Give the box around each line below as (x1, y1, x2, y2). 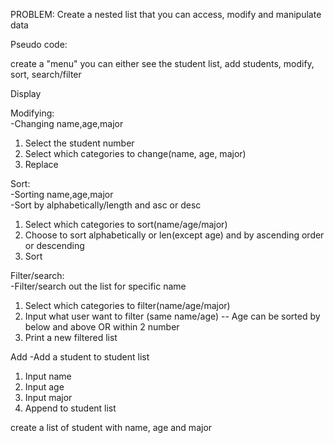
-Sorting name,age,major (10, 189, 114, 200)
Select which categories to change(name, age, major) (24, 148, 247, 159)
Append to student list (24, 402, 117, 414)
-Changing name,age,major (10, 118, 124, 129)
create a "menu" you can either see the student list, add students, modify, (10, 58, 315, 69)
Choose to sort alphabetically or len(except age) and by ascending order (24, 229, 325, 241)
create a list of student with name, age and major (10, 422, 213, 433)
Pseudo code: (10, 39, 68, 50)
